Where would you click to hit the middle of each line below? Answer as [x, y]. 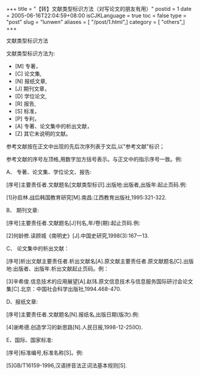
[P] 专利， [27, 118]
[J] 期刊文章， [32, 88]
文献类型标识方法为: [31, 53]
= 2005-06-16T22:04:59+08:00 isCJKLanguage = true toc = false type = [96, 16]
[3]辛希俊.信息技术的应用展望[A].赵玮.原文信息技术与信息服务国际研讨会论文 [100, 281]
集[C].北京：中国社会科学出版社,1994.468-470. [64, 289]
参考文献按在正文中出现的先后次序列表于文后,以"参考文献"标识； [86, 146]
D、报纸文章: [22, 301]
